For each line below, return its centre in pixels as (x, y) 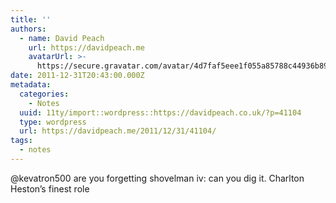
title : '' (31, 19)
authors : (28, 29)
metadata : (31, 85)
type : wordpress (53, 122)
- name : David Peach (62, 38)
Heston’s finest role (50, 188)
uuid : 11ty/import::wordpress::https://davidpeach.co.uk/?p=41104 (160, 112)
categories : (44, 94)
